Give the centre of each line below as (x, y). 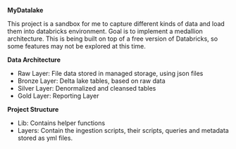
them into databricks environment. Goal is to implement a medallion (105, 31)
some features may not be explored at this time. (76, 46)
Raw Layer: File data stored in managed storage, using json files (110, 73)
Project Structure (33, 109)
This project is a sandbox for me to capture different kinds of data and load (116, 24)
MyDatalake (25, 10)
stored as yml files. (45, 138)
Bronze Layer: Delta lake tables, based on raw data (91, 81)
